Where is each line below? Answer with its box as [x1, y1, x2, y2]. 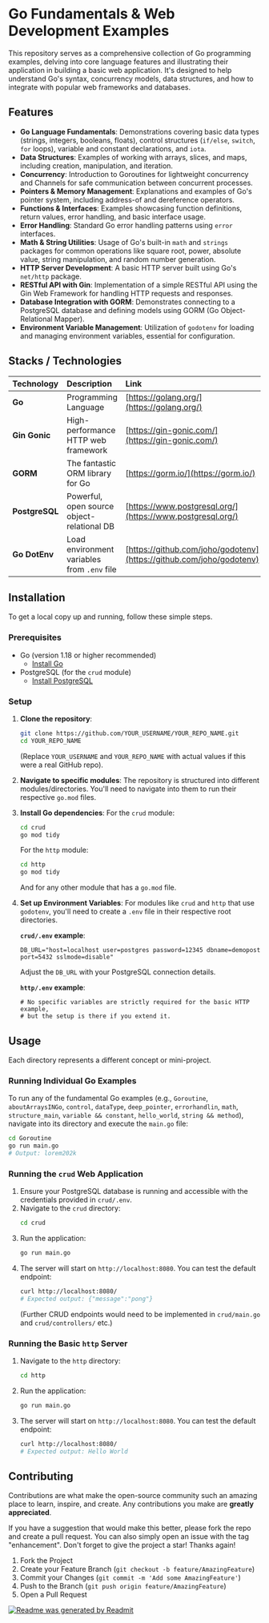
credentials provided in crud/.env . [19, 1195, 132, 1205]
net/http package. [19, 271, 82, 281]
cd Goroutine [8, 1135, 52, 1143]
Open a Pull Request [19, 1590, 88, 1600]
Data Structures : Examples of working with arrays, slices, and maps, [19, 152, 247, 162]
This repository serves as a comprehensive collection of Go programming [8, 48, 251, 58]
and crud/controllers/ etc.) [19, 1318, 113, 1328]
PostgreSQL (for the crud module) [19, 667, 132, 677]
